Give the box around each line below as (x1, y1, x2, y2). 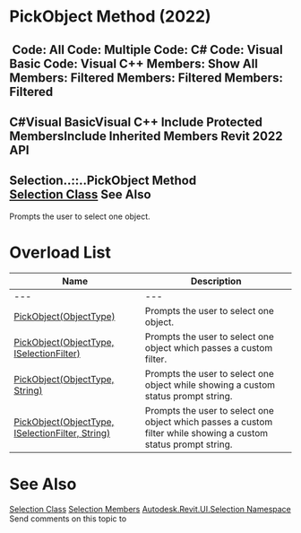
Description (190, 275, 242, 287)
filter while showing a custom (144, 426, 269, 439)
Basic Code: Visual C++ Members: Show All (9, 56, 258, 71)
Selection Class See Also (9, 187, 151, 203)
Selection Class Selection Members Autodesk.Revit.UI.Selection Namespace (9, 503, 291, 514)
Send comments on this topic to (9, 513, 127, 524)
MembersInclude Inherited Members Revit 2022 (9, 128, 283, 144)
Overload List (9, 242, 112, 262)
